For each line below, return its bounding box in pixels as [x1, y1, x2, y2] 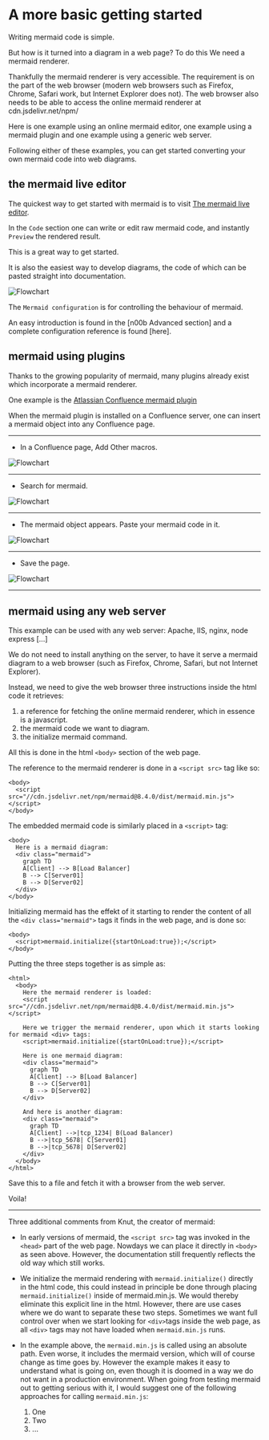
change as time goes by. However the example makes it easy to [19, 1357, 231, 1367]
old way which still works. [19, 1258, 106, 1268]
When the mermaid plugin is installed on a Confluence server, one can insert [8, 410, 261, 420]
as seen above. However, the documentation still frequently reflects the [19, 1250, 256, 1259]
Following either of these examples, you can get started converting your [8, 145, 246, 155]
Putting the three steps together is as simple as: [8, 959, 166, 969]
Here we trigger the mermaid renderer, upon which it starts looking [22, 1024, 260, 1032]
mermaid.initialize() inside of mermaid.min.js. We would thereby [19, 1291, 239, 1300]
